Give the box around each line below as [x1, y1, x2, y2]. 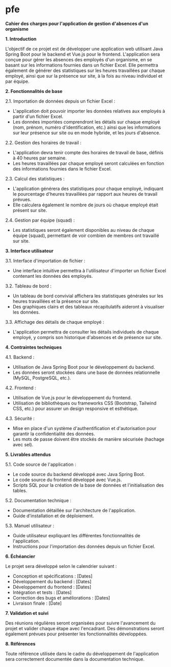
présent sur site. [12, 207, 47, 213]
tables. [12, 487, 27, 493]
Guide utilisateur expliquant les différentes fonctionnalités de [12, 532, 140, 538]
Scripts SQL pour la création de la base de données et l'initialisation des [12, 482, 164, 488]
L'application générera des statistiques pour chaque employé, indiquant [12, 185, 164, 192]
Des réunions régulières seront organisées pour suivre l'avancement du [5, 620, 156, 626]
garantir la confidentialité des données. [12, 431, 95, 437]
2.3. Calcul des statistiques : [5, 175, 65, 182]
